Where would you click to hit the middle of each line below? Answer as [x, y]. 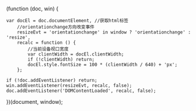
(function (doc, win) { [32, 9]
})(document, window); [35, 102]
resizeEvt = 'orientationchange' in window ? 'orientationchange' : [104, 32]
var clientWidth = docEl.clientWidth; [76, 54]
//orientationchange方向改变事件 [56, 27]
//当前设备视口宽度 [48, 49]
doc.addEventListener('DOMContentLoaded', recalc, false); [81, 91]
